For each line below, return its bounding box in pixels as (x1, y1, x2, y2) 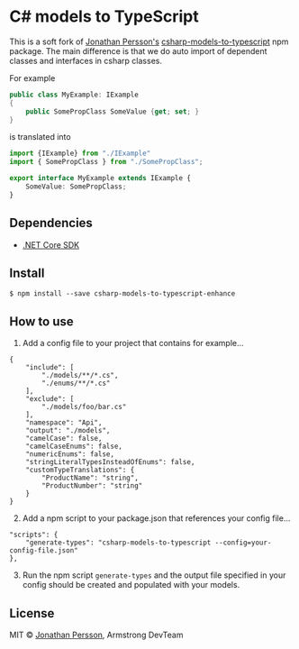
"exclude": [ (25, 395, 75, 404)
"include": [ (25, 363, 75, 372)
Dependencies (9, 215, 93, 231)
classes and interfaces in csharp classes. (9, 55, 162, 66)
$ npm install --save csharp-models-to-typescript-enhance (9, 289, 236, 298)
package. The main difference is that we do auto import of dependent (9, 45, 267, 56)
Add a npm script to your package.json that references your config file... (22, 513, 291, 524)
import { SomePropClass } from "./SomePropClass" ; (9, 158, 204, 167)
